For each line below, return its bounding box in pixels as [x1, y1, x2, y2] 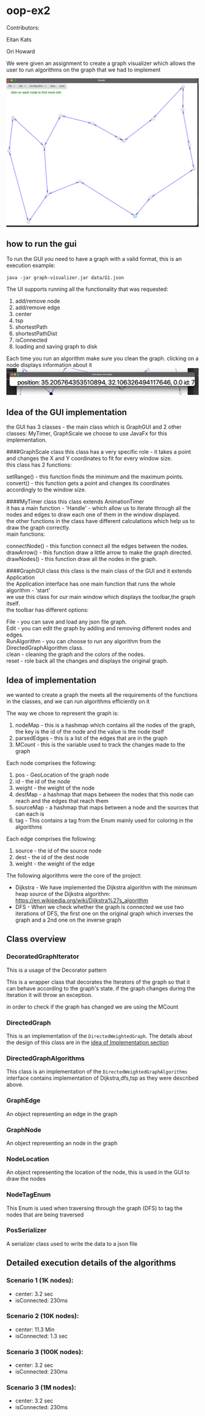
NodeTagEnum [6, 1191, 51, 1199]
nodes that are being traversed [6, 1211, 84, 1218]
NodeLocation [6, 1154, 49, 1163]
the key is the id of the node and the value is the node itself [15, 728, 165, 736]
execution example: [6, 262, 56, 269]
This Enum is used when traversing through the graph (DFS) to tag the [6, 1204, 183, 1211]
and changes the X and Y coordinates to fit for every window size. [6, 454, 173, 462]
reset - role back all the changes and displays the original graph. [6, 657, 168, 665]
